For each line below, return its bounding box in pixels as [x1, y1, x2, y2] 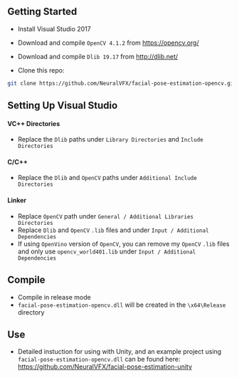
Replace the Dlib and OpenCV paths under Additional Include [17, 174, 197, 182]
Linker [7, 196, 27, 205]
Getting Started [7, 6, 78, 18]
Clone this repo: [17, 65, 65, 74]
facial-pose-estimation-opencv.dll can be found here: [17, 355, 181, 364]
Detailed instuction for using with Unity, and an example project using [17, 347, 222, 356]
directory [17, 308, 45, 316]
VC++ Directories [7, 119, 60, 127]
